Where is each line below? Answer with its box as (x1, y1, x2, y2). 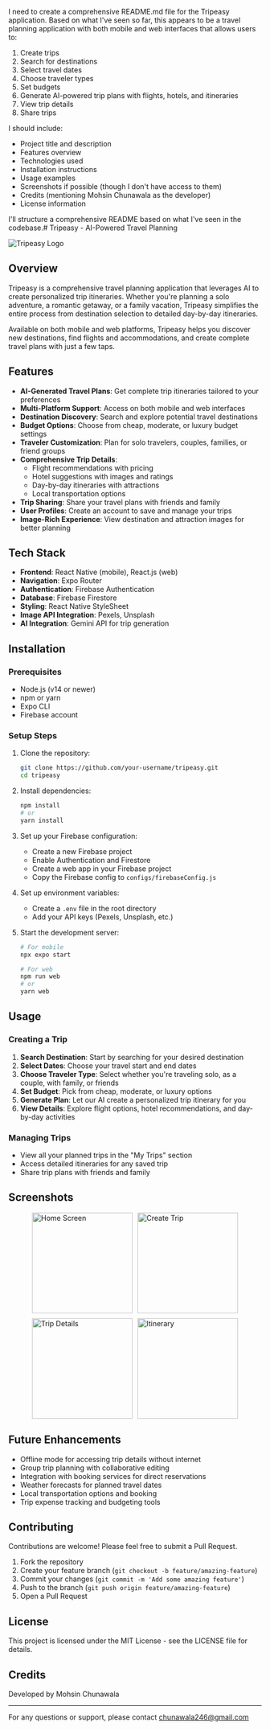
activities (45, 1112, 76, 1121)
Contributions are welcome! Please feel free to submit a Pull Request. (8, 1542, 238, 1551)
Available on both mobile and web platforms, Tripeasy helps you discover (8, 324, 251, 334)
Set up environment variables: (19, 888, 120, 898)
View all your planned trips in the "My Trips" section (19, 1150, 193, 1161)
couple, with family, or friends (19, 1078, 119, 1087)
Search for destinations (19, 56, 98, 66)
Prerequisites (8, 666, 62, 677)
